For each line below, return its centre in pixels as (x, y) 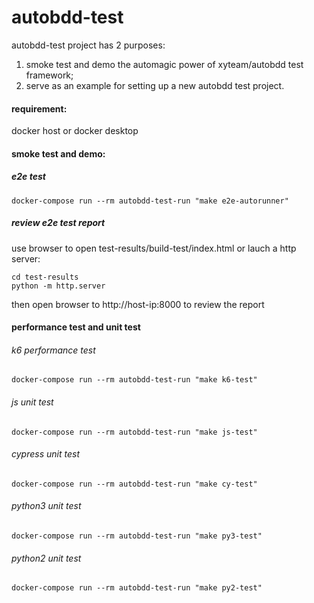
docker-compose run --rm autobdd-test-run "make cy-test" (134, 484)
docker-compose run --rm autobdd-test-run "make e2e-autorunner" (150, 201)
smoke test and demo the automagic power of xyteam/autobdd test (164, 64)
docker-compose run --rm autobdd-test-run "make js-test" (134, 432)
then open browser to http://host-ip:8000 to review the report (138, 304)
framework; (49, 75)
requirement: (39, 108)
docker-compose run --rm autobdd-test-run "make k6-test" (134, 380)
